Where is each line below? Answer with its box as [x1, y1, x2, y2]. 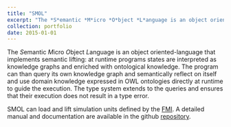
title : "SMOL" [7, 10, 48, 17]
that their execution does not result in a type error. [7, 92, 149, 100]
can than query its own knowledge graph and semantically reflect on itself [7, 70, 217, 78]
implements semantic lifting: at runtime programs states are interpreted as [7, 56, 217, 64]
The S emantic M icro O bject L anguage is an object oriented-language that [7, 48, 216, 56]
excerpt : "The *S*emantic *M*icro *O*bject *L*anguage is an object [7, 16, 208, 23]
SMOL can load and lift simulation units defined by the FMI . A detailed [7, 105, 205, 113]
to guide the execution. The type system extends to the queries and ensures [7, 84, 223, 93]
